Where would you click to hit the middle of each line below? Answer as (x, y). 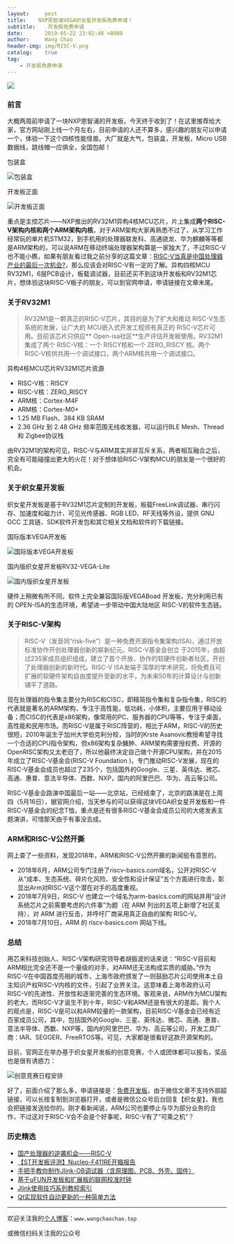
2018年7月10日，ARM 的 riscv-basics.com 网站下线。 (94, 923)
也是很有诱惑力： (32, 1061)
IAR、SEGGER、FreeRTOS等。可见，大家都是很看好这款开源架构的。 (118, 1037)
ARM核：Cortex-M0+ (48, 410)
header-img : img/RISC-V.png (48, 46)
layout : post (32, 14)
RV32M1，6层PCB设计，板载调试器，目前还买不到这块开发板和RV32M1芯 (112, 274)
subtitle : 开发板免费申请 (46, 27)
